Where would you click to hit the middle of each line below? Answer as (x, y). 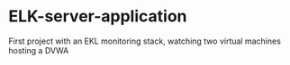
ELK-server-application (98, 16)
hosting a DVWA (39, 50)
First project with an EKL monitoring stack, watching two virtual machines (145, 41)
